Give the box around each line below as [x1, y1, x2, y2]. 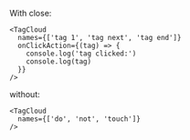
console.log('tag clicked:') [26, 49, 137, 58]
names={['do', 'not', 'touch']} [17, 115, 142, 124]
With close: [9, 8, 52, 18]
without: [9, 89, 40, 99]
